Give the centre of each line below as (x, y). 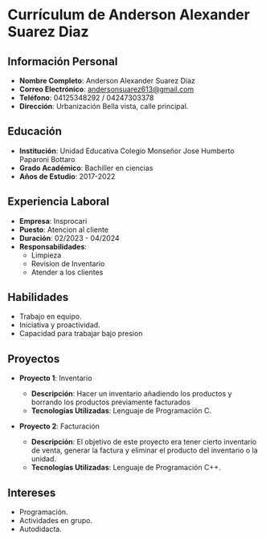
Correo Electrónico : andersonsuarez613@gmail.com (106, 89)
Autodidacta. (40, 529)
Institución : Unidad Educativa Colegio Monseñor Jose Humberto (127, 151)
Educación (35, 131)
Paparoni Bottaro (47, 159)
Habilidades (38, 297)
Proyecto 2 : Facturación (59, 426)
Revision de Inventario (68, 263)
